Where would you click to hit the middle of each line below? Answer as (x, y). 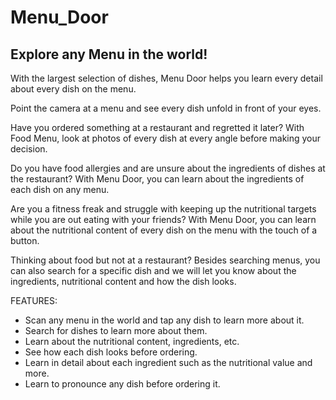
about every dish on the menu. (73, 89)
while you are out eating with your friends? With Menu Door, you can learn (163, 219)
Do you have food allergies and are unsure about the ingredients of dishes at (168, 168)
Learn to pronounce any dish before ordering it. (122, 384)
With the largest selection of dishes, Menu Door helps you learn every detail (166, 78)
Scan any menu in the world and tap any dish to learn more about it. (164, 320)
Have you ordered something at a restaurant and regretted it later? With (157, 127)
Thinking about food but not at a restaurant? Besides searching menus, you (165, 260)
